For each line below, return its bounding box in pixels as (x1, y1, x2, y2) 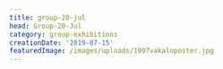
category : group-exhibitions (9, 30, 118, 39)
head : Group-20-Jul (9, 22, 82, 30)
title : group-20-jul (9, 13, 87, 22)
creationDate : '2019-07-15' (9, 38, 115, 47)
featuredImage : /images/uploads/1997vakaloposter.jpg (9, 47, 215, 56)
